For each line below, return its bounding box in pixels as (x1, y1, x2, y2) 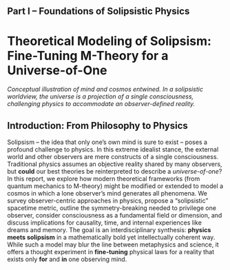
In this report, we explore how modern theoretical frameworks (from (7, 175, 200, 183)
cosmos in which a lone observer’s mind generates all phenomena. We (7, 189, 208, 198)
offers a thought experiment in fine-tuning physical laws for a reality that (7, 248, 215, 256)
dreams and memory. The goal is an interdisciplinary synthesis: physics (7, 226, 211, 234)
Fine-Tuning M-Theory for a (7, 48, 169, 63)
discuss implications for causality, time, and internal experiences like (7, 218, 202, 227)
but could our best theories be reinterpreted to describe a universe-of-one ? (7, 167, 222, 176)
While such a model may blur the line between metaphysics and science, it (7, 240, 219, 249)
